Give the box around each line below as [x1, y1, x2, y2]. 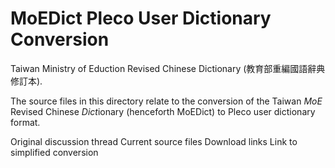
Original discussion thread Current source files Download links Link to [10, 135, 298, 147]
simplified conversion [10, 146, 99, 158]
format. [10, 116, 41, 128]
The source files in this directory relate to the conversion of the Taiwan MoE [10, 95, 323, 107]
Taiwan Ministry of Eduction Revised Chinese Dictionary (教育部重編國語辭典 [10, 62, 326, 74]
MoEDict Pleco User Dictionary [10, 7, 272, 30]
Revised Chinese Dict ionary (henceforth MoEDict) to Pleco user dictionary [10, 105, 316, 117]
